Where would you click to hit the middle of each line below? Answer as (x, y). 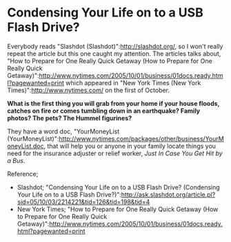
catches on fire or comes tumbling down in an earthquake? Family (104, 111)
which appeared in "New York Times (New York (133, 82)
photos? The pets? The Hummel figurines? (70, 118)
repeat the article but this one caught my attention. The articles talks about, (114, 54)
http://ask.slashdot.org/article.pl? (168, 195)
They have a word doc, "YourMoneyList (63, 131)
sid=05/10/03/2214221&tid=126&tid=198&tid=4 (83, 201)
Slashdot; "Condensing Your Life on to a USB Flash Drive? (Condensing (119, 187)
